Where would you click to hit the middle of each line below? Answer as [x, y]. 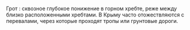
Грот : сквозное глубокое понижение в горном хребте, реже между [92, 9]
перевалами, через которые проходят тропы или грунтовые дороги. [92, 21]
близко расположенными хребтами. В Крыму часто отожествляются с [95, 15]
